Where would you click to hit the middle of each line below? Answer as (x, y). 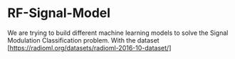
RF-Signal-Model (59, 13)
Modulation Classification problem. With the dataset (83, 40)
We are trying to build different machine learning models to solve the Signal (118, 33)
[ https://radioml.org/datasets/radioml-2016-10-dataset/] (89, 48)
